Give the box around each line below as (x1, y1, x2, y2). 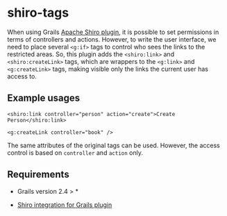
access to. (7, 72, 37, 81)
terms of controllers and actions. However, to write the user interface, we (7, 35, 217, 43)
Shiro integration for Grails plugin (17, 200, 112, 209)
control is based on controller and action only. (7, 148, 144, 157)
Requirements (7, 169, 69, 181)
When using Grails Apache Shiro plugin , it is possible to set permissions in (7, 28, 219, 36)
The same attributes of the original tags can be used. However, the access (7, 141, 220, 149)
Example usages (7, 92, 81, 104)
